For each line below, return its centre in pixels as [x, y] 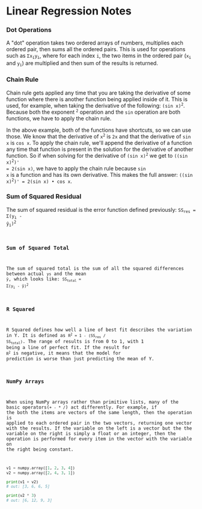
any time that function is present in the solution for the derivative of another [100, 149]
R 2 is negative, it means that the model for [64, 353]
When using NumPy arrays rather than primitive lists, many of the [93, 402]
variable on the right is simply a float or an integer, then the [91, 433]
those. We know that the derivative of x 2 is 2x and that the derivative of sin [99, 136]
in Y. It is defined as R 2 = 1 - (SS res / [56, 336]
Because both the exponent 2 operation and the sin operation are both [93, 112]
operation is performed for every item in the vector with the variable [99, 439]
